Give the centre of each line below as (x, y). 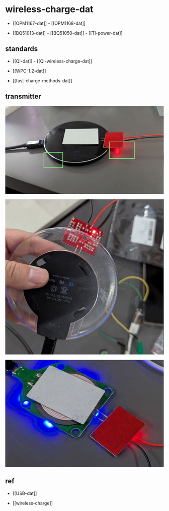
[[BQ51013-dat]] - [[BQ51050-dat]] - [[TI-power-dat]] (67, 33)
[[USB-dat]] (25, 493)
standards (22, 49)
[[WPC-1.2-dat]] (29, 71)
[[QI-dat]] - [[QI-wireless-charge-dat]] (52, 61)
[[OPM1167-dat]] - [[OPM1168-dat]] (49, 23)
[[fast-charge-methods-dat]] (42, 80)
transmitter (23, 97)
